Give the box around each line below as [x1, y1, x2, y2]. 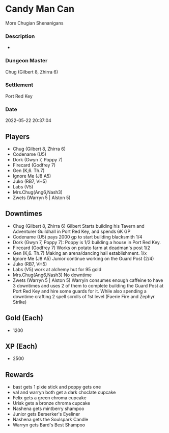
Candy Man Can [5, 3, 75, 15]
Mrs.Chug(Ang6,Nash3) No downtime [12, 272, 92, 278]
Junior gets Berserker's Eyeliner [12, 411, 80, 417]
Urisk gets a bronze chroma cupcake [12, 400, 91, 406]
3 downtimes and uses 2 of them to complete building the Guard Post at [12, 282, 164, 288]
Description [5, 33, 35, 40]
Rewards [5, 370, 34, 379]
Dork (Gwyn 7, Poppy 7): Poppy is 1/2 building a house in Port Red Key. [12, 239, 161, 245]
